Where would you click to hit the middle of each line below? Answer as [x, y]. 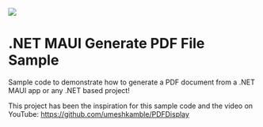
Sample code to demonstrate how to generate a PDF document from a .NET [131, 82]
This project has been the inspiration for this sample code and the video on [131, 106]
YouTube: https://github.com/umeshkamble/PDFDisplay [99, 114]
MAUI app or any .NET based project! [69, 90]
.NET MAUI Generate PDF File [107, 44]
